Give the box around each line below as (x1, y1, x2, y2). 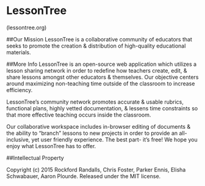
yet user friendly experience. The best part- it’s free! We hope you (31, 135, 198, 143)
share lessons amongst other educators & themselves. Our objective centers (6, 73, 199, 80)
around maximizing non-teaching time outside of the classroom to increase (6, 80, 195, 87)
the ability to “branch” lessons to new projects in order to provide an (6, 129, 178, 137)
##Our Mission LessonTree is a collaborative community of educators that (6, 35, 192, 43)
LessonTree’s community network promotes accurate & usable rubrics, (6, 98, 184, 106)
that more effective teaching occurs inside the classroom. (6, 111, 151, 118)
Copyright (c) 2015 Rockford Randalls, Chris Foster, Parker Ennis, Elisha (6, 166, 186, 173)
